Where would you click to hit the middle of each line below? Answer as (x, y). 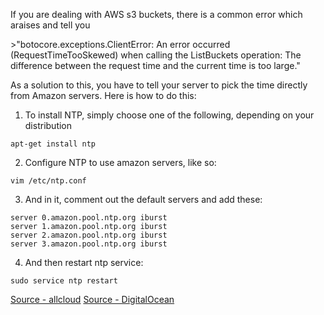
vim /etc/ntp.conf (48, 181)
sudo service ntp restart (64, 281)
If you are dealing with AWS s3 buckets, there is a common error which (156, 14)
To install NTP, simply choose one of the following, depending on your (169, 115)
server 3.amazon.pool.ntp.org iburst (89, 244)
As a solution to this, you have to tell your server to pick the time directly (159, 85)
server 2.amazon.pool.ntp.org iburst (89, 235)
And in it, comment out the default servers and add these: (143, 199)
